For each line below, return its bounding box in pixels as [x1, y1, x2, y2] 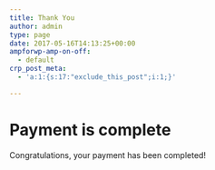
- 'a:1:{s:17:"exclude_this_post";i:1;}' [17, 73, 177, 82]
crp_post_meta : [9, 65, 67, 74]
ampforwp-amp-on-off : [9, 47, 92, 56]
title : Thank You [9, 13, 75, 23]
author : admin [9, 22, 64, 31]
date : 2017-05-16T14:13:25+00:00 [9, 38, 136, 48]
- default [17, 55, 54, 65]
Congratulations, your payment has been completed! [9, 149, 207, 160]
